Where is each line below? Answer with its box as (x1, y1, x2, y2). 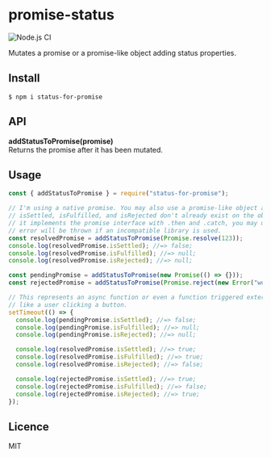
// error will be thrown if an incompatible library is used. (8, 226, 222, 235)
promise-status (8, 6, 115, 24)
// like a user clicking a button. (8, 300, 128, 308)
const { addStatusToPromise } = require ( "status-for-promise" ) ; (8, 190, 229, 198)
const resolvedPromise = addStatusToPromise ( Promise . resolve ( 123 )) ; (8, 234, 244, 242)
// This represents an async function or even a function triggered (8, 293, 244, 301)
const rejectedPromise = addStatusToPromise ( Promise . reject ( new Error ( (8, 279, 254, 287)
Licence (8, 420, 50, 434)
